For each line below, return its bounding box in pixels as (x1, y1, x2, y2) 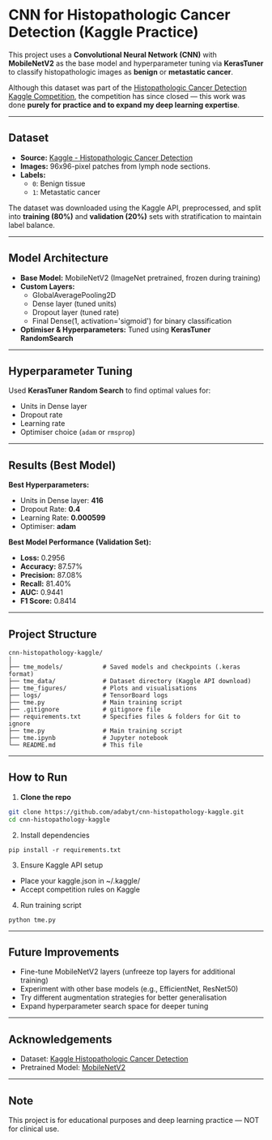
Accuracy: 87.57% (19, 561, 83, 571)
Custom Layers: (19, 282, 75, 291)
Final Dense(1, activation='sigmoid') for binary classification (32, 316, 232, 325)
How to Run (8, 771, 68, 785)
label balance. (8, 220, 55, 230)
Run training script (19, 900, 83, 910)
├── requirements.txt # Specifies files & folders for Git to (8, 712, 241, 721)
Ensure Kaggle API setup (19, 860, 104, 870)
